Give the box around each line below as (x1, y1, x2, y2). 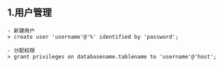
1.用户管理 (7, 6, 52, 19)
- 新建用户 (7, 27, 35, 34)
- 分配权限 (7, 47, 35, 54)
